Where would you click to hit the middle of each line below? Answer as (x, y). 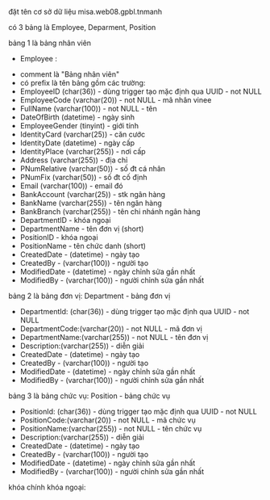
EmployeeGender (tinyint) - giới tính (79, 126)
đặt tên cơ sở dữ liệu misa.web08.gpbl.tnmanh (85, 12)
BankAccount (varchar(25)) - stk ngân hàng (93, 194)
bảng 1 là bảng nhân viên (50, 43)
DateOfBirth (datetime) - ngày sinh (77, 117)
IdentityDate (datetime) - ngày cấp (77, 143)
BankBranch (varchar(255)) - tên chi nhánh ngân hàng (110, 212)
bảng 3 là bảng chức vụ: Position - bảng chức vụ (89, 396)
